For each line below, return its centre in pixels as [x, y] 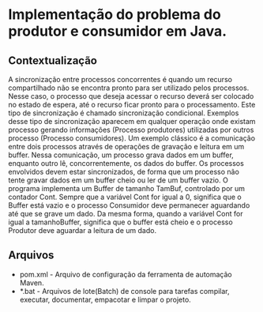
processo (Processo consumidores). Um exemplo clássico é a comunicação [131, 138]
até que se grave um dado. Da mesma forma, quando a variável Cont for [126, 214]
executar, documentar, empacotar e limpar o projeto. [105, 299]
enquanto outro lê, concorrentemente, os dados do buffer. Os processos [126, 163]
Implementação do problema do [115, 15]
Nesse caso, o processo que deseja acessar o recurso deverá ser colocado [131, 96]
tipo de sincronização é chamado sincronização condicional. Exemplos [124, 113]
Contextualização [53, 60]
